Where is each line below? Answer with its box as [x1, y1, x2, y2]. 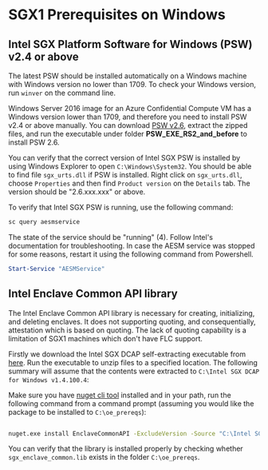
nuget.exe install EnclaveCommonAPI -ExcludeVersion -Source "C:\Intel [8, 429, 251, 437]
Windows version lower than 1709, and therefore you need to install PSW [8, 112, 247, 121]
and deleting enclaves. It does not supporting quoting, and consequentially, [8, 317, 257, 326]
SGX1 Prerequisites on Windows [8, 6, 226, 24]
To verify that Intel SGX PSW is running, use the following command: [8, 202, 234, 212]
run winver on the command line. [8, 88, 116, 98]
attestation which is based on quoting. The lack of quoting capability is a [8, 325, 247, 335]
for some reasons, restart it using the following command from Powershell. [8, 249, 254, 259]
